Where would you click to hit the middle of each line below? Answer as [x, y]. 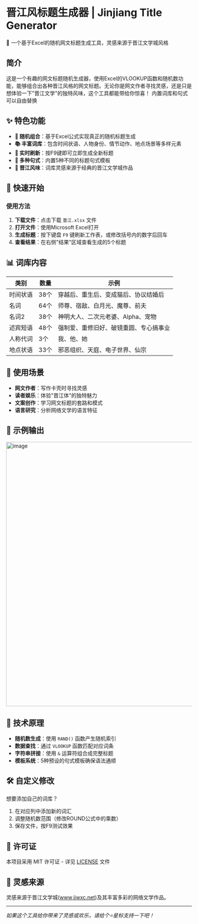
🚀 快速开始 [25, 188]
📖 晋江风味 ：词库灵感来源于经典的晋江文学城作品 [74, 167]
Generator [32, 26]
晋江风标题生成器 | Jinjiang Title [84, 13]
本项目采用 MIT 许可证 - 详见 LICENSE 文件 [58, 861]
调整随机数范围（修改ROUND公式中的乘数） [68, 818]
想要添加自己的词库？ [32, 799]
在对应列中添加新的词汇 [43, 811]
